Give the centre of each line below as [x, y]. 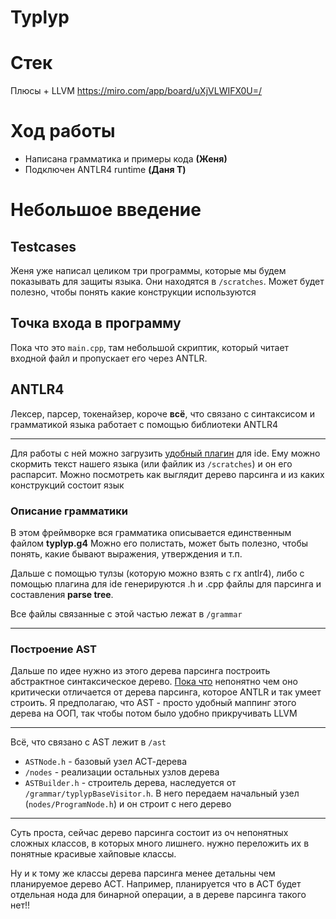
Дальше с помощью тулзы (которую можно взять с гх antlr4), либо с [157, 573]
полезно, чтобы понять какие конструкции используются [133, 292]
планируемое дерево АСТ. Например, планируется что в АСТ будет [156, 884]
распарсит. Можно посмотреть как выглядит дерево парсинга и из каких [167, 474]
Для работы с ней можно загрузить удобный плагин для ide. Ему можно [165, 453]
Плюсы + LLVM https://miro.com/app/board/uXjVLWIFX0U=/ [136, 91]
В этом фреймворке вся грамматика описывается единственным [151, 532]
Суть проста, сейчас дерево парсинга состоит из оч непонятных [149, 833]
